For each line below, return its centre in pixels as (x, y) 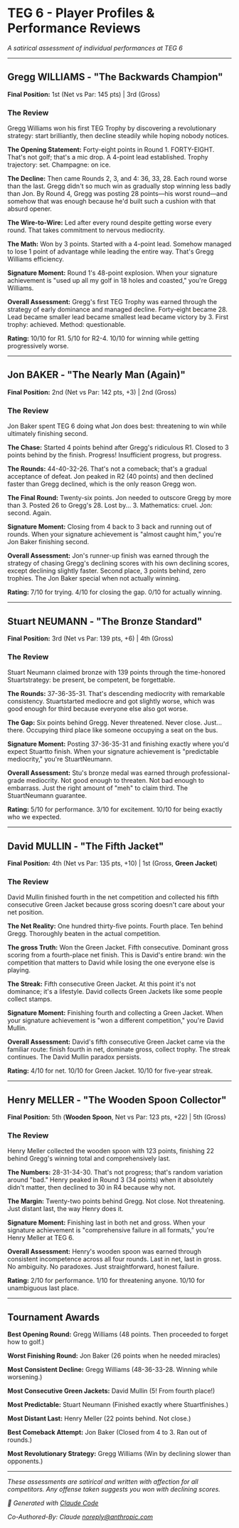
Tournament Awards (53, 1317)
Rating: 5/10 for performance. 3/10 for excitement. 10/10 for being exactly (115, 809)
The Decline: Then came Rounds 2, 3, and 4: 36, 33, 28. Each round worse (117, 179)
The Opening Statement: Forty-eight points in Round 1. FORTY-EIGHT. (111, 150)
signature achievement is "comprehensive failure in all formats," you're (111, 1230)
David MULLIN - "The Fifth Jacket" (86, 846)
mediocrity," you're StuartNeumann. (60, 759)
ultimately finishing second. (48, 434)
